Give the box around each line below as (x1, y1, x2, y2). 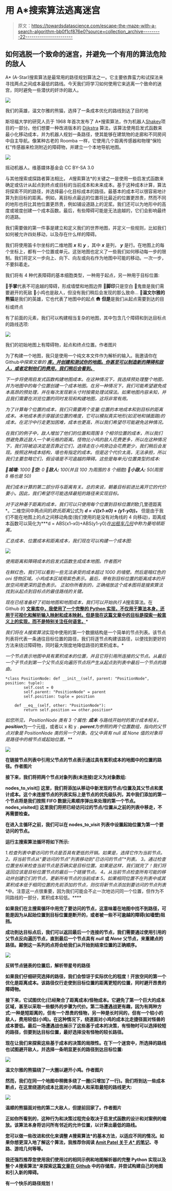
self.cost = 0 (23, 685, 54, 690)
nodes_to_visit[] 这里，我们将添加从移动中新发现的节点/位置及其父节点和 (5, 785, 159, 791)
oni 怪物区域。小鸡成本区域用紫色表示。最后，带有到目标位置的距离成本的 (5, 575, 161, 582)
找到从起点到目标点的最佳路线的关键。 (5, 588, 86, 594)
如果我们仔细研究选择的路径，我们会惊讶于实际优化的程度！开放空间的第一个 (5, 973, 166, 979)
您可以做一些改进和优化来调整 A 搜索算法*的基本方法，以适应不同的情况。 (5, 1133, 160, 1139)
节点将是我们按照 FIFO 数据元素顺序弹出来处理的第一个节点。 (9, 797, 138, 804)
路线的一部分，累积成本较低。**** (9, 894, 82, 900)
